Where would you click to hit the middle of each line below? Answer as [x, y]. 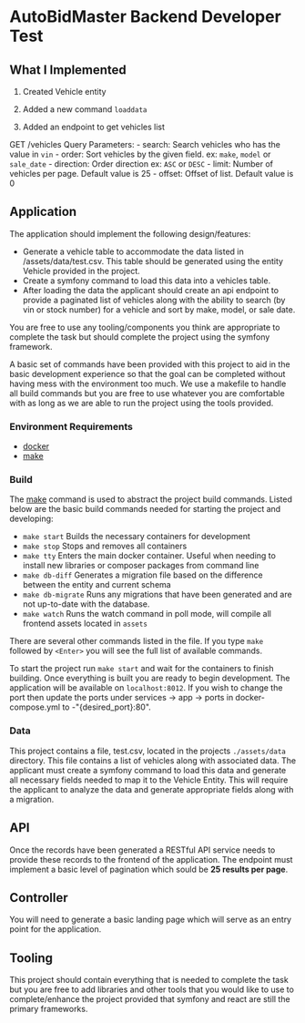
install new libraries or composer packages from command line [141, 566]
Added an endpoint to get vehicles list [94, 127]
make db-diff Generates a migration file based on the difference [142, 575]
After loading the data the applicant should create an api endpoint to [151, 290]
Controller [39, 898]
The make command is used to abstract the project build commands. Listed [151, 499]
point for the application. [56, 929]
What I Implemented [68, 70]
